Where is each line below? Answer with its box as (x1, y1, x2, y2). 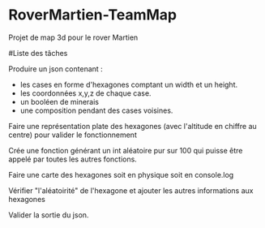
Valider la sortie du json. (8, 209, 89, 220)
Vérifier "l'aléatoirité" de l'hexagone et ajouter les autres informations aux (8, 185, 254, 196)
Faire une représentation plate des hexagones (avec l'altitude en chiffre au (8, 121, 257, 131)
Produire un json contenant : (8, 63, 103, 74)
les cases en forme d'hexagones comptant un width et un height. (19, 80, 237, 89)
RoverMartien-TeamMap (8, 6, 177, 24)
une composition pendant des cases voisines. (19, 105, 173, 115)
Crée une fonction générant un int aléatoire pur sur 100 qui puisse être (8, 145, 243, 155)
